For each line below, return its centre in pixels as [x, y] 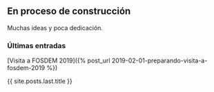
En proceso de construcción [69, 11]
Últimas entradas [37, 45]
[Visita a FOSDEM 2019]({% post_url [59, 60]
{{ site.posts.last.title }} [40, 81]
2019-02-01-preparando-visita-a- [159, 60]
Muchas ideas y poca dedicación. [55, 27]
